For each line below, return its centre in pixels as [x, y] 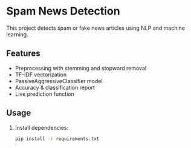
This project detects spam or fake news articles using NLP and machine [96, 28]
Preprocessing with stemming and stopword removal [81, 68]
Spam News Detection [63, 11]
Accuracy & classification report [55, 87]
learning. [17, 34]
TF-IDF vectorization [41, 75]
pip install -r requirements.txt [57, 139]
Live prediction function [44, 94]
